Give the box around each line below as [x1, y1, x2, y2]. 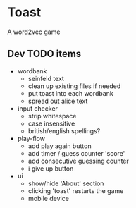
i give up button [27, 164, 74, 173]
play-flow [17, 134, 46, 142]
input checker [17, 104, 58, 113]
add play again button [27, 142, 92, 150]
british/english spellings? [27, 126, 101, 135]
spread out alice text [27, 97, 88, 105]
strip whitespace [27, 111, 77, 120]
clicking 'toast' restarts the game [27, 186, 124, 195]
